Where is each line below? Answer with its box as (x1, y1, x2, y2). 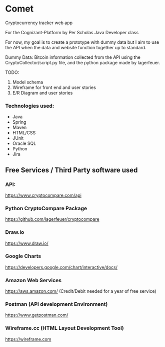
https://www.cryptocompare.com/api (5, 192, 81, 198)
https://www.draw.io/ (5, 240, 48, 246)
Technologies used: (5, 102, 54, 109)
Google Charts (5, 252, 41, 259)
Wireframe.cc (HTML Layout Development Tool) (5, 325, 124, 332)
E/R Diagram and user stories (12, 90, 73, 96)
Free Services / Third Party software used (5, 165, 138, 174)
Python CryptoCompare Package (5, 205, 87, 212)
